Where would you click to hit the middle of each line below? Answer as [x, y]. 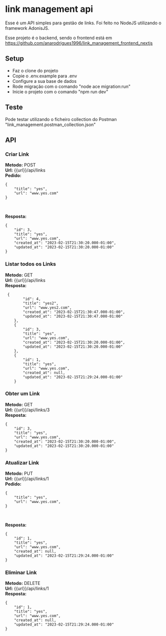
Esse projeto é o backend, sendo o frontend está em [59, 38]
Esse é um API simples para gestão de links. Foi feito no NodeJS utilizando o [83, 23]
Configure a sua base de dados [44, 81]
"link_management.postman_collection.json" [51, 125]
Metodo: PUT [19, 474]
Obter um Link [23, 394]
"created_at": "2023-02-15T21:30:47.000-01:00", [74, 312]
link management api [49, 9]
